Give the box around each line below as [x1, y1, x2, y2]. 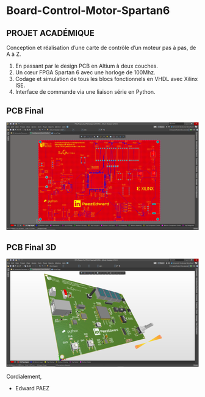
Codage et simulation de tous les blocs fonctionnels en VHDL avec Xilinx [15, 76, 198, 82]
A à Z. [6, 51, 21, 58]
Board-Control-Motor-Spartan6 [6, 4, 170, 18]
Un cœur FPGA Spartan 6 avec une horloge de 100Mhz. [15, 69, 156, 76]
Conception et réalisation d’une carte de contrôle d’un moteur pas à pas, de [6, 44, 196, 51]
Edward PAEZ [15, 384, 50, 392]
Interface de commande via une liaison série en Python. [15, 88, 156, 95]
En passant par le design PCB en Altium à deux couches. [15, 62, 159, 69]
